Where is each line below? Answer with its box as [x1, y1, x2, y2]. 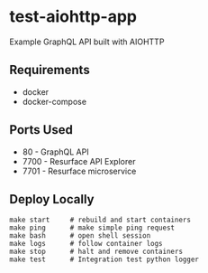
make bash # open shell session [9, 231, 151, 240]
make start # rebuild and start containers [9, 215, 192, 225]
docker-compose [22, 96, 87, 107]
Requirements [9, 62, 90, 78]
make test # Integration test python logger [9, 255, 200, 264]
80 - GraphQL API [22, 146, 89, 157]
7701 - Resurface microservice [22, 165, 137, 176]
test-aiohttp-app [9, 6, 138, 27]
